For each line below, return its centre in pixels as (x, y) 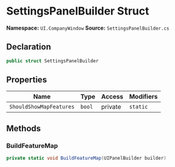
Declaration (29, 47)
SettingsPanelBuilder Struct (78, 11)
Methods (24, 128)
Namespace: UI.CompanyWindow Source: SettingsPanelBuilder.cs (88, 28)
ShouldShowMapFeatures (42, 107)
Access (112, 97)
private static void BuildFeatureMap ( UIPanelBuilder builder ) (86, 159)
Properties (27, 80)
